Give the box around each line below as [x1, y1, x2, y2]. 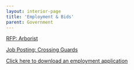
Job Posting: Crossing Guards [6, 46, 78, 53]
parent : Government [6, 19, 54, 25]
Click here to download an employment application [6, 57, 128, 64]
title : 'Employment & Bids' [6, 14, 75, 20]
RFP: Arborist [6, 35, 38, 42]
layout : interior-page [6, 8, 61, 14]
